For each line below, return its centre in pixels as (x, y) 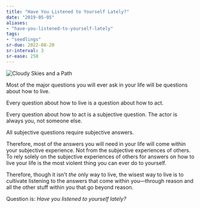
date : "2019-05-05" (30, 17)
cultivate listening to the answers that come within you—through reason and (100, 181)
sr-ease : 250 (22, 56)
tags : (13, 34)
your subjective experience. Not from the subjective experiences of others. (99, 150)
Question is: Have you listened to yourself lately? (66, 198)
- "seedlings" (24, 39)
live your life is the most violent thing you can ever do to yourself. (86, 163)
